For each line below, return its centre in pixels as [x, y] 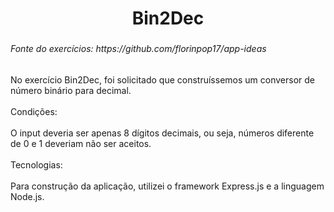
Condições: [34, 111]
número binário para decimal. [71, 90]
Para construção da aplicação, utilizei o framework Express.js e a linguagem [167, 186]
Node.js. [27, 196]
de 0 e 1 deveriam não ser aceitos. [81, 143]
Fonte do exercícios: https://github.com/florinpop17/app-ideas [138, 49]
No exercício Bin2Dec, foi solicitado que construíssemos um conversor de [162, 79]
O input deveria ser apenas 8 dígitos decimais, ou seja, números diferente [162, 133]
